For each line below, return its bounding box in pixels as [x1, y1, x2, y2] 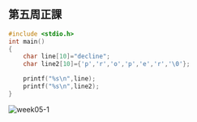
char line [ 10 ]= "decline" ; [23, 52, 111, 61]
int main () [8, 37, 45, 46]
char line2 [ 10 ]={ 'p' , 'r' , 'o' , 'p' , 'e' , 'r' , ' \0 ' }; [23, 60, 191, 68]
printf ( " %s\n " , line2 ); [23, 82, 100, 91]
